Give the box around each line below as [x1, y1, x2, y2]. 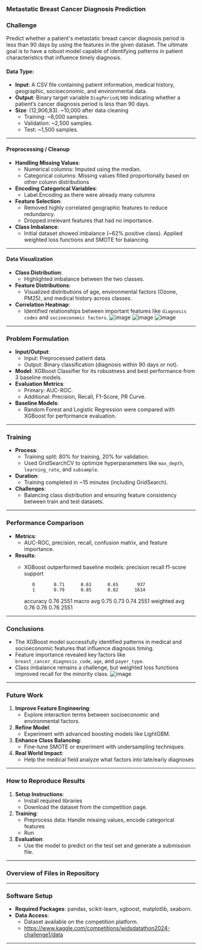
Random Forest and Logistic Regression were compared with [23, 406, 175, 413]
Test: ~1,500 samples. [23, 126, 79, 133]
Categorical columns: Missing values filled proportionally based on [23, 171, 189, 179]
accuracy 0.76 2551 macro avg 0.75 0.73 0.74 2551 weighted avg [23, 597, 185, 605]
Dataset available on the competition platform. [23, 918, 138, 925]
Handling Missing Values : [14, 159, 81, 166]
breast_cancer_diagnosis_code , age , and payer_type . [14, 657, 144, 665]
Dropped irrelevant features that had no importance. [23, 217, 153, 224]
